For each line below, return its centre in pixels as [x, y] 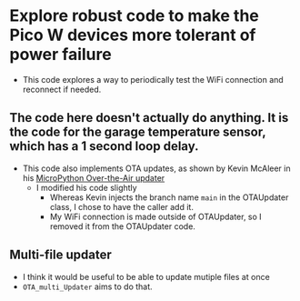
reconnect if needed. [62, 89]
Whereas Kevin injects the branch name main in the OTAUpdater [169, 197]
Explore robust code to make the [134, 16]
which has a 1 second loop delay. [104, 146]
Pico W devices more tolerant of [133, 35]
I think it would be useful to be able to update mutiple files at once [146, 276]
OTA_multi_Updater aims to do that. [87, 286]
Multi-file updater [60, 255]
